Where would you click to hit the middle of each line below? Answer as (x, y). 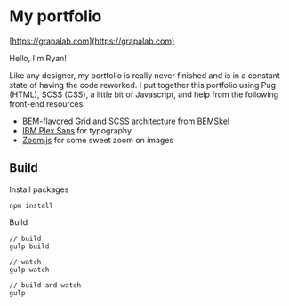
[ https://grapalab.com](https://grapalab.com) (92, 41)
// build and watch (45, 285)
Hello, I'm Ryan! (38, 58)
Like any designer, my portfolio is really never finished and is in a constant (144, 75)
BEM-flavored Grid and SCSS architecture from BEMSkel (126, 121)
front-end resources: (48, 103)
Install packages (39, 189)
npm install (31, 205)
